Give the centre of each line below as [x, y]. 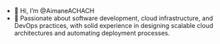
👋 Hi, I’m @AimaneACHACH [54, 11]
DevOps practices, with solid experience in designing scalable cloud [114, 25]
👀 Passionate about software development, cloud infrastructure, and [114, 18]
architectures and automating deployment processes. [92, 33]
